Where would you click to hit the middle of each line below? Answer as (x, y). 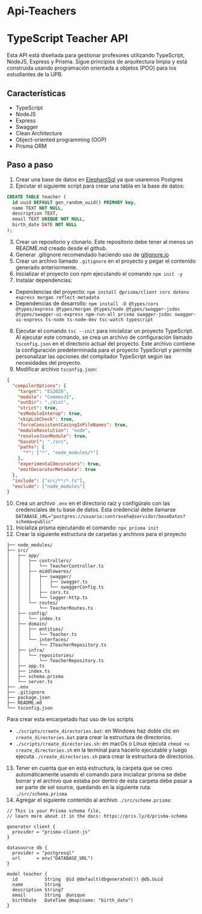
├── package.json (29, 698)
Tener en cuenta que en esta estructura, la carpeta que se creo (94, 768)
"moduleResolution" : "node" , (54, 430)
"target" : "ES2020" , (43, 391)
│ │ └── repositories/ (41, 656)
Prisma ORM (31, 146)
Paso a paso (30, 165)
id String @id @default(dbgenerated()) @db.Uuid (88, 879)
